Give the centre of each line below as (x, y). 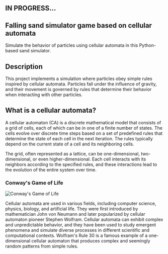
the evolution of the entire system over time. (51, 170)
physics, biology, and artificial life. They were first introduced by (72, 209)
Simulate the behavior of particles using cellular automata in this (72, 45)
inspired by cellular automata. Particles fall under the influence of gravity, (81, 84)
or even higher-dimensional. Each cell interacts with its (89, 159)
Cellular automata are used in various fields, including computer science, (81, 204)
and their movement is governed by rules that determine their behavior (78, 90)
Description (24, 67)
